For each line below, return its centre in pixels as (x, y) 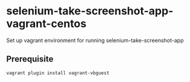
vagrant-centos (46, 24)
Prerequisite (30, 59)
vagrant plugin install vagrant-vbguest (58, 73)
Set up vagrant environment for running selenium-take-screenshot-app (95, 40)
